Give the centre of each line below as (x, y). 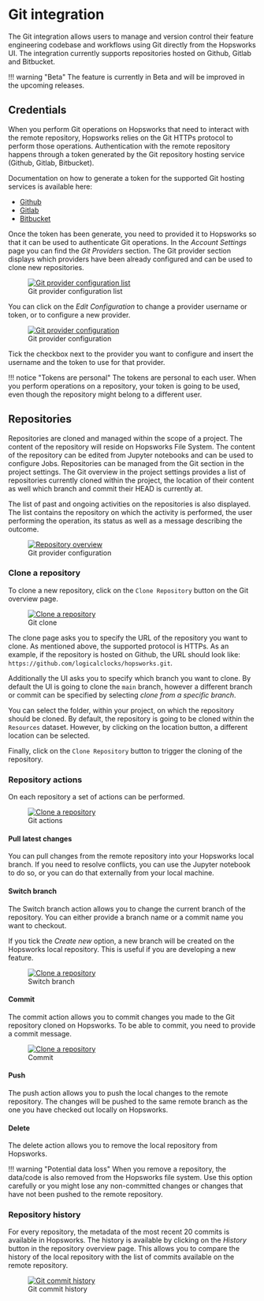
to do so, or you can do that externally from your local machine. (111, 873)
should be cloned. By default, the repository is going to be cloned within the (131, 718)
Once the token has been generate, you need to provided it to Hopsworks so (132, 234)
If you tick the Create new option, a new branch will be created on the (121, 941)
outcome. (24, 529)
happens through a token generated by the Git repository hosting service (127, 154)
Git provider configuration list (75, 291)
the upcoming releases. (46, 85)
